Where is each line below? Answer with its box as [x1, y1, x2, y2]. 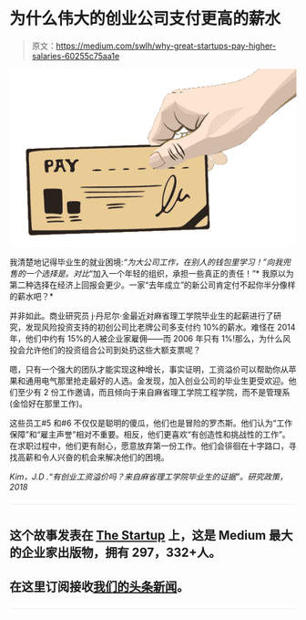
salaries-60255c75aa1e [31, 50, 120, 61]
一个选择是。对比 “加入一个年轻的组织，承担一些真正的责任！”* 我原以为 [25, 268, 294, 279]
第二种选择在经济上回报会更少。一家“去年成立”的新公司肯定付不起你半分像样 [9, 279, 296, 290]
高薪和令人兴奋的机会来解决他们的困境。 [16, 452, 169, 463]
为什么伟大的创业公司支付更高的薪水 [9, 8, 281, 29]
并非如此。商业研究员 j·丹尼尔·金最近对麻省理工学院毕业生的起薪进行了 [9, 310, 274, 321]
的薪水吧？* [9, 291, 55, 302]
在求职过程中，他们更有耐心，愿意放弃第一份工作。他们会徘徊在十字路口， [9, 440, 289, 452]
